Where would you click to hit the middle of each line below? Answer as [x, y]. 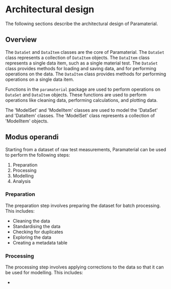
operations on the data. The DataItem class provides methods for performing [86, 74]
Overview [21, 40]
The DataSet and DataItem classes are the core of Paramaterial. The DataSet [85, 52]
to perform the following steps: [38, 155]
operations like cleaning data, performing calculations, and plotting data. [81, 100]
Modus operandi [32, 137]
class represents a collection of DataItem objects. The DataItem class [77, 57]
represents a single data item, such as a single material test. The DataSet [82, 63]
